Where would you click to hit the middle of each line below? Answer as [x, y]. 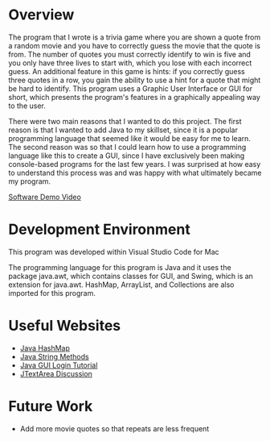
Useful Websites [65, 326]
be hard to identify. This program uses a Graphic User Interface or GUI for [131, 88]
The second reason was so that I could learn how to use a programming [127, 147]
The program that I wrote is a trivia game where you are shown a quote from [135, 37]
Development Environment [99, 229]
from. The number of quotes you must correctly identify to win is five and [130, 54]
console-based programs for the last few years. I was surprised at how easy [135, 164]
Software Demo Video [45, 197]
